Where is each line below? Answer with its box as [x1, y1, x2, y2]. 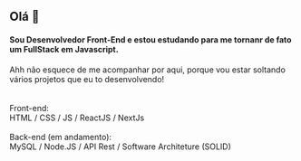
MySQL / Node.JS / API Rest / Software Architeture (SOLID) [9, 141, 231, 152]
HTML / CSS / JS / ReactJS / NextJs [9, 112, 145, 123]
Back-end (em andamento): [9, 131, 112, 142]
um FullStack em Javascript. [9, 43, 120, 54]
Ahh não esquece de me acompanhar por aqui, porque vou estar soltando [9, 64, 286, 75]
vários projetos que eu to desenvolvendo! [9, 73, 165, 84]
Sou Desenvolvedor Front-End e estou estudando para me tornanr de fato [9, 33, 292, 45]
